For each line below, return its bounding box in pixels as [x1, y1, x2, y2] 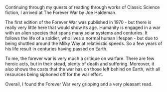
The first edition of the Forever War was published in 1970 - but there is [5, 19, 152, 25]
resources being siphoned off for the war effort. [5, 71, 103, 77]
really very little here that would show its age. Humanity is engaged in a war [5, 24, 161, 30]
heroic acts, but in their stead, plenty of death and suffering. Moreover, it [5, 61, 155, 66]
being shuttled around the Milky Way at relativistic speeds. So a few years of [5, 40, 163, 46]
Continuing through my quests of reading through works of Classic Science [5, 4, 161, 10]
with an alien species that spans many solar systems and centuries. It [5, 30, 148, 35]
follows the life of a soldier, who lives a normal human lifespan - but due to [5, 35, 159, 41]
